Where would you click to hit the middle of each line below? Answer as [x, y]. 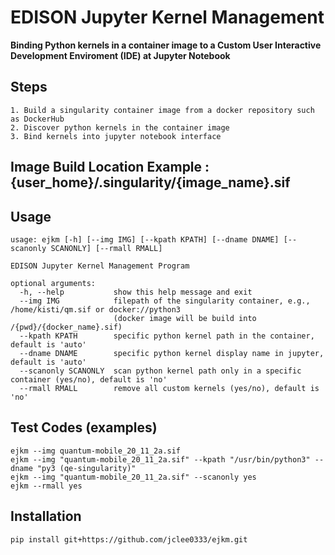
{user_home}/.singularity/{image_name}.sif [150, 182]
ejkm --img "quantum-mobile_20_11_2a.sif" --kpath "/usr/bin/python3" [160, 459]
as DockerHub [37, 119]
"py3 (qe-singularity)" [86, 468]
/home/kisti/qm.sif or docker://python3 [96, 309]
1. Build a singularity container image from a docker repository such [162, 110]
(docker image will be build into [185, 318]
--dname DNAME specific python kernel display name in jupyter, [172, 353]
